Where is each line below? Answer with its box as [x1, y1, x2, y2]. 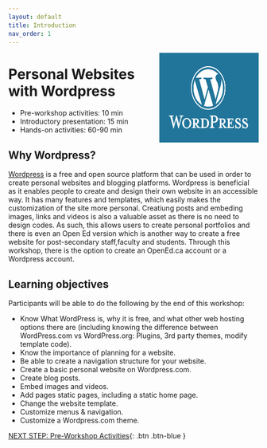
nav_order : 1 [8, 29, 52, 37]
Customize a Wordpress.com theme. [19, 415, 140, 425]
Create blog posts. [19, 373, 81, 383]
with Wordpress [8, 82, 116, 100]
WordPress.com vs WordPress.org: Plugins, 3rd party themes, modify [19, 331, 248, 340]
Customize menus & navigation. [19, 407, 124, 416]
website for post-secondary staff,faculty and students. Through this [8, 238, 230, 247]
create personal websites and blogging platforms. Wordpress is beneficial [8, 178, 250, 187]
